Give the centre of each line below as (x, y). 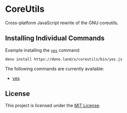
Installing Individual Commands (55, 38)
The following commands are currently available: (55, 69)
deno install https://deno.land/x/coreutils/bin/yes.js (64, 59)
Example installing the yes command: (43, 50)
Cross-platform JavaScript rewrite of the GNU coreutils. (62, 23)
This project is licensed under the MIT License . (53, 106)
